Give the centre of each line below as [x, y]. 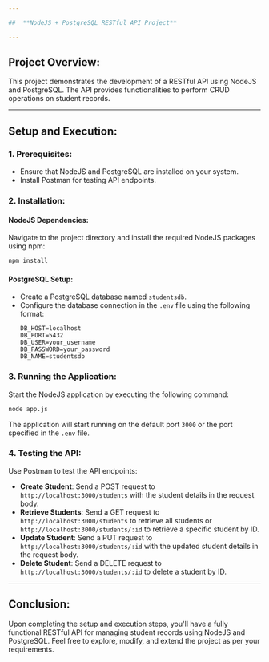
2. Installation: [37, 201]
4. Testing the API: [45, 454]
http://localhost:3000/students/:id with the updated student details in [139, 546]
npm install [28, 261]
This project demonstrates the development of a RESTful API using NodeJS [132, 82]
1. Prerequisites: [40, 154]
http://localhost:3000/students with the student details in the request [137, 494]
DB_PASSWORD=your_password [65, 349]
